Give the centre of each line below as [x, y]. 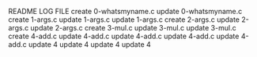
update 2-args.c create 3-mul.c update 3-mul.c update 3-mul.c [133, 28]
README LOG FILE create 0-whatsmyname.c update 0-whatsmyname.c [125, 11]
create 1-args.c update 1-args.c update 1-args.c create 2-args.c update [124, 20]
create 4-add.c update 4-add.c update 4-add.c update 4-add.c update [124, 36]
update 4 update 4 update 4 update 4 [90, 45]
